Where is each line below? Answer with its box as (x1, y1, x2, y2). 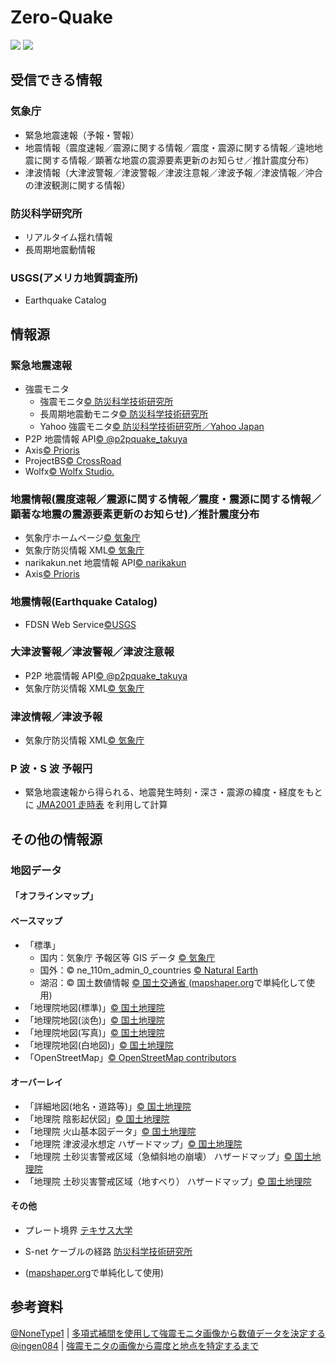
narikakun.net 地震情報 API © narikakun (24, 557, 187, 569)
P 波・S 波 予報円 (10, 762, 93, 776)
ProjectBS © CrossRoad (24, 454, 122, 466)
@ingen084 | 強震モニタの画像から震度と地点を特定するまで (10, 1339, 260, 1351)
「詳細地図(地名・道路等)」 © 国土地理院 (24, 1100, 192, 1112)
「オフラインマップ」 (10, 890, 98, 902)
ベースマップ (10, 914, 63, 926)
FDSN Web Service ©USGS (24, 618, 137, 630)
